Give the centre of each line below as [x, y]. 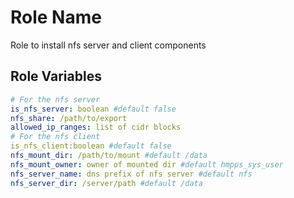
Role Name [56, 17]
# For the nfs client [55, 137]
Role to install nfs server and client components [108, 45]
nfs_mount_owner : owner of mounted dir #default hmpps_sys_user [147, 164]
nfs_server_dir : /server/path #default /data [106, 183]
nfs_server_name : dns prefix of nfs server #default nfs [131, 174]
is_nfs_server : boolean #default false [93, 109]
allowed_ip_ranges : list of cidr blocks [96, 127]
